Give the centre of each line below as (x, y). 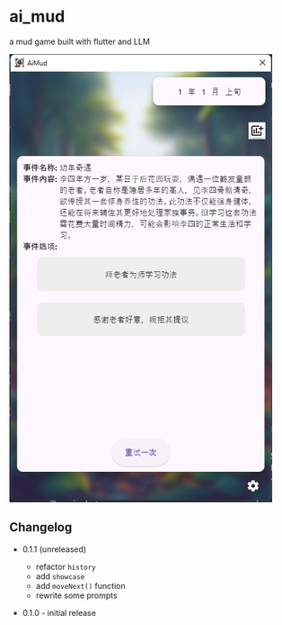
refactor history (66, 566)
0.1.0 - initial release (59, 612)
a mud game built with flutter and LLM (80, 41)
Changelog (41, 527)
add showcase (60, 576)
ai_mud (37, 17)
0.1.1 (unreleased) (54, 549)
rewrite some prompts (77, 595)
